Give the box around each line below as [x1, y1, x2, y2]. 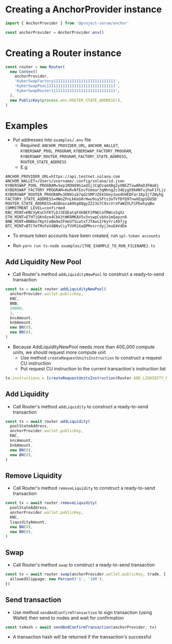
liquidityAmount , [10, 520, 47, 525]
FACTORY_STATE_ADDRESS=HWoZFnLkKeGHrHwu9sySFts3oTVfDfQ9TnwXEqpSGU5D [5, 196, 157, 202]
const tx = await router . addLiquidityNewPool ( [5, 287, 106, 292]
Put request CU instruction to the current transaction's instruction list [20, 365, 166, 371]
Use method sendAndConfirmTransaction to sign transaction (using [12, 609, 153, 615]
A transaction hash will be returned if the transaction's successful [12, 634, 152, 640]
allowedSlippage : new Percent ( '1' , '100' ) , [10, 576, 104, 582]
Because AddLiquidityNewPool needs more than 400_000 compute [12, 344, 155, 350]
